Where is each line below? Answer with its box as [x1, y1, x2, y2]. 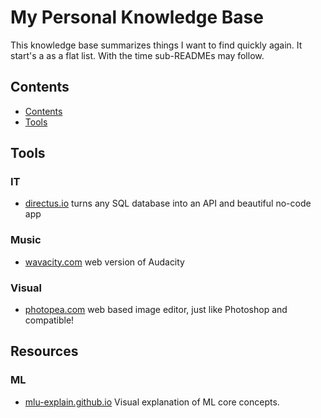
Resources [10, 343, 79, 360]
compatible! [24, 314, 75, 326]
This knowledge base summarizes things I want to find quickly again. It [10, 39, 303, 51]
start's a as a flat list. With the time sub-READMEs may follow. [10, 49, 265, 61]
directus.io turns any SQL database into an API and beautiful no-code [24, 197, 312, 210]
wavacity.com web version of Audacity [24, 256, 185, 268]
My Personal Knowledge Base [10, 6, 264, 29]
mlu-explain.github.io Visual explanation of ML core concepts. [24, 396, 280, 408]
